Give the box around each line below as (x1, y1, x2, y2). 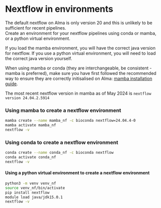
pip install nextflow (5, 190, 50, 195)
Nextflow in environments (5, 3, 114, 15)
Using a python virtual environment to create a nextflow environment (5, 170, 150, 176)
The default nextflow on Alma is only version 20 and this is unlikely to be (5, 20, 153, 26)
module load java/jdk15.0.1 (5, 195, 63, 200)
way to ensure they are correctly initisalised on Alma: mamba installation (5, 75, 153, 81)
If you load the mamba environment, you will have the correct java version (5, 45, 156, 51)
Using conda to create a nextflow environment (5, 139, 119, 146)
